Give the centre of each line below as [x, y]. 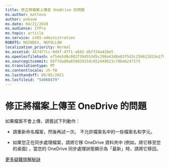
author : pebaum [21, 19]
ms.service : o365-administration [40, 38]
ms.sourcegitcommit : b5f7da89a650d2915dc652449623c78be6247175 [73, 61]
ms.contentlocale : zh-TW [31, 71]
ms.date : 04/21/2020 [27, 24]
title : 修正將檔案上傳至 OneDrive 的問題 [45, 10]
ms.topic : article [24, 33]
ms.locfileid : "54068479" [32, 80]
